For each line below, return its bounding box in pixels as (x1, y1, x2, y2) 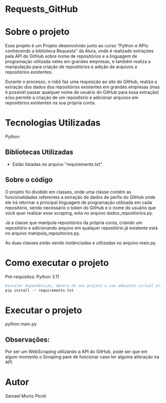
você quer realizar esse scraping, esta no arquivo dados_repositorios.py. (5, 210, 153, 216)
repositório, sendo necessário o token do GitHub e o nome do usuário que (5, 205, 156, 211)
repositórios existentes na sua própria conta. (5, 100, 96, 106)
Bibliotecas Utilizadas (5, 148, 74, 157)
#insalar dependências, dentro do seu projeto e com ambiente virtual (5, 283, 154, 288)
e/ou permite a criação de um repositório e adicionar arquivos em (5, 94, 139, 100)
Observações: (5, 335, 50, 344)
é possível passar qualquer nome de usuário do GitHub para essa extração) (5, 89, 159, 95)
